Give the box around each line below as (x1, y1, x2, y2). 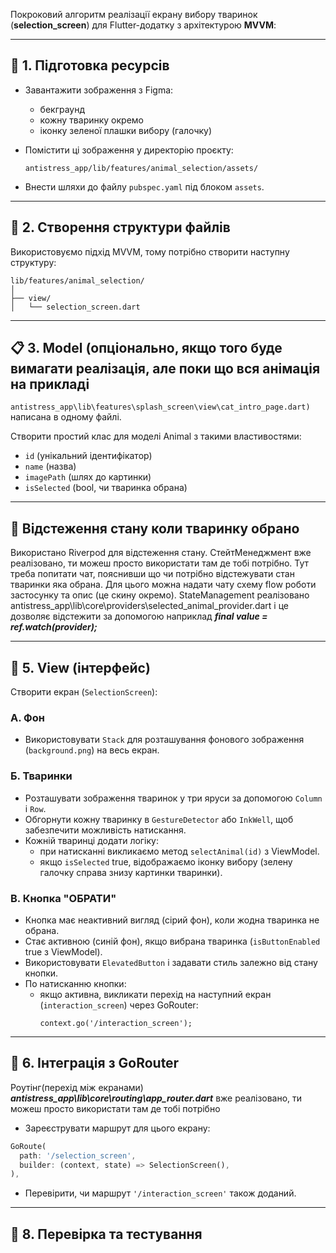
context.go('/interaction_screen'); (39, 1018, 193, 1028)
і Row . (24, 802, 47, 814)
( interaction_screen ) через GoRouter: (39, 999, 199, 1011)
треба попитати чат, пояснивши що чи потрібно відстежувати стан (10, 568, 295, 580)
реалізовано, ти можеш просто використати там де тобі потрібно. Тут (10, 557, 310, 569)
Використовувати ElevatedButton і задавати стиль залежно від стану (24, 956, 318, 968)
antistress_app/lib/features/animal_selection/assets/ (24, 163, 259, 173)
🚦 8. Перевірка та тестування (10, 1225, 203, 1243)
